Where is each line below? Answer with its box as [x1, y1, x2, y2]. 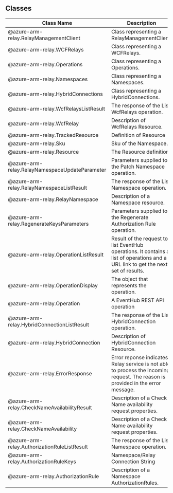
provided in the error [111, 379, 161, 387]
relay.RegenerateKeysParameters [8, 220, 89, 227]
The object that [111, 275, 148, 282]
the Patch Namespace [111, 163, 165, 170]
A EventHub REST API [111, 297, 164, 304]
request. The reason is [111, 373, 166, 380]
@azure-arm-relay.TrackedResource [8, 131, 99, 138]
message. [111, 386, 135, 393]
